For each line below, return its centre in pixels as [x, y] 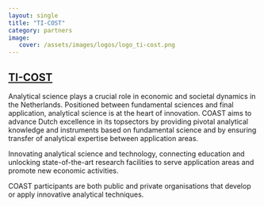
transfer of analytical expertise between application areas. [103, 138]
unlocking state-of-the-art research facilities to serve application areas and [131, 162]
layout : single [33, 15]
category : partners [40, 30]
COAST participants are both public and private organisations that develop [130, 186]
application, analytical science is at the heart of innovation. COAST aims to [130, 113]
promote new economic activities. [63, 171]
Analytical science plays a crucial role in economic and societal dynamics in [132, 96]
